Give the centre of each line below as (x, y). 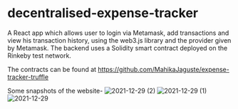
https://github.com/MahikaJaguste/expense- (164, 69)
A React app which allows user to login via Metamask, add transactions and (118, 33)
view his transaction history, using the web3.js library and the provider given (119, 40)
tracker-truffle (28, 77)
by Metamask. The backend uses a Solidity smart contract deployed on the (118, 48)
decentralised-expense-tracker (103, 13)
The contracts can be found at (52, 69)
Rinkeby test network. (39, 56)
